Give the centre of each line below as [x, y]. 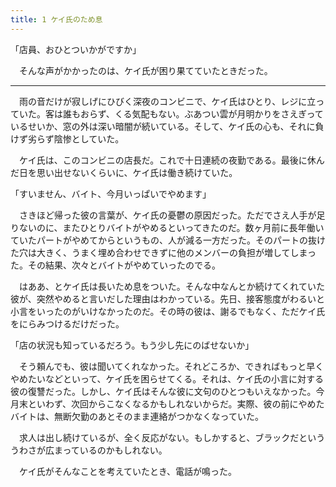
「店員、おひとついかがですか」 [76, 49]
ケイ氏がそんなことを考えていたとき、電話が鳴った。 [128, 471]
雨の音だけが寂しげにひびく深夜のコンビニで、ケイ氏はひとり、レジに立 [167, 101]
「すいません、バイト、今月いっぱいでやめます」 [111, 193]
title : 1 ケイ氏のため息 [56, 19]
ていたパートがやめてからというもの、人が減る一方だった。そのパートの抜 [163, 240]
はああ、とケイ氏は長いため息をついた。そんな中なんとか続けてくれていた [171, 286]
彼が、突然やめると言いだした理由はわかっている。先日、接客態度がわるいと [168, 298]
